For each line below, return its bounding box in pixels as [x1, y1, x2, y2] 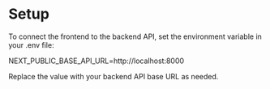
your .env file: [8, 40, 54, 49]
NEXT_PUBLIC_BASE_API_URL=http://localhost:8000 [8, 56, 185, 66]
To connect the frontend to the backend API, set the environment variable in [8, 32, 262, 41]
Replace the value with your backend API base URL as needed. [8, 71, 219, 81]
